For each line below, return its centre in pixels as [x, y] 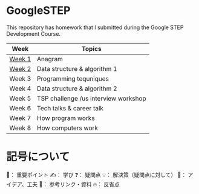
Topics [91, 48]
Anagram [50, 59]
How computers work [68, 128]
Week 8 [20, 128]
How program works [66, 118]
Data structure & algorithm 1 [77, 69]
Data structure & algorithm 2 [77, 89]
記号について [38, 157]
